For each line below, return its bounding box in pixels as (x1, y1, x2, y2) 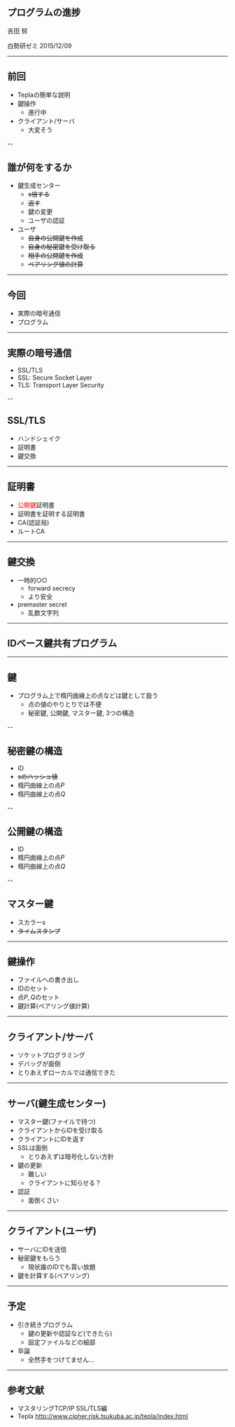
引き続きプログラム (17, 1320, 73, 1329)
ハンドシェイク (17, 434, 61, 443)
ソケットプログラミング (17, 1051, 85, 1059)
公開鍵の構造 (7, 826, 63, 838)
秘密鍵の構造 (7, 745, 63, 757)
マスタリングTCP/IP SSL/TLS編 (17, 1404, 108, 1413)
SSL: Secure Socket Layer (17, 373, 93, 382)
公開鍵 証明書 (17, 500, 55, 509)
